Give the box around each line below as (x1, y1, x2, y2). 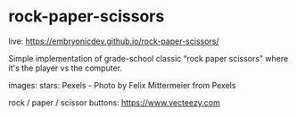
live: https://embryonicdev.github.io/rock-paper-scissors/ (8, 36, 219, 46)
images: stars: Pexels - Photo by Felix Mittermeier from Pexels (8, 79, 236, 90)
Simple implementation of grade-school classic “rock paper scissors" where (8, 53, 289, 63)
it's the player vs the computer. (8, 63, 122, 73)
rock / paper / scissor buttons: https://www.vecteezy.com (8, 96, 220, 108)
